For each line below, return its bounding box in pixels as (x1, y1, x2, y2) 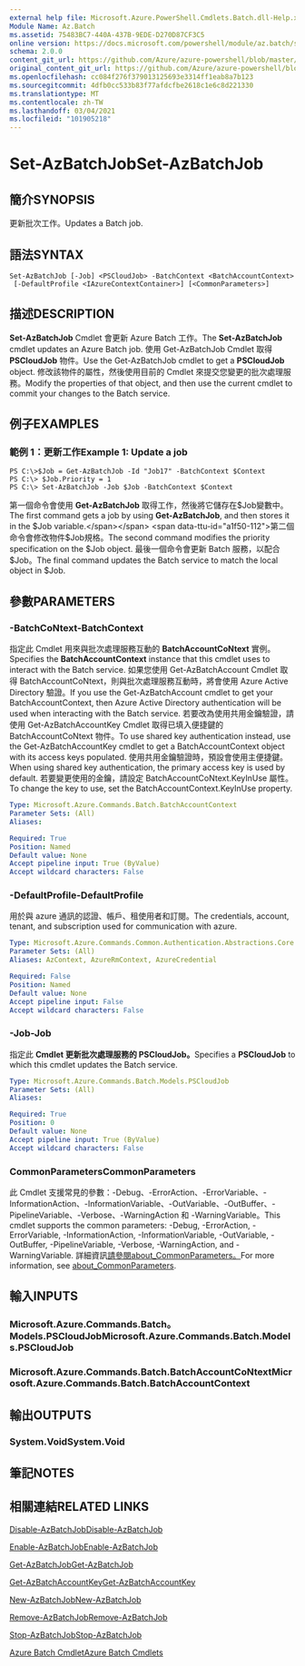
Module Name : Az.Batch (9, 22, 95, 31)
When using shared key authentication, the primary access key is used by (9, 762, 286, 773)
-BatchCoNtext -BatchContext (9, 621, 144, 634)
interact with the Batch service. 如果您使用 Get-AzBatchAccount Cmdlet (9, 665, 279, 675)
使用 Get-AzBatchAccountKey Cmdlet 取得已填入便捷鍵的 (9, 719, 224, 731)
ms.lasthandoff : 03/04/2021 (9, 106, 116, 115)
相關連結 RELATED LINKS (9, 1499, 150, 1514)
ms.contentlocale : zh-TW (9, 97, 103, 107)
